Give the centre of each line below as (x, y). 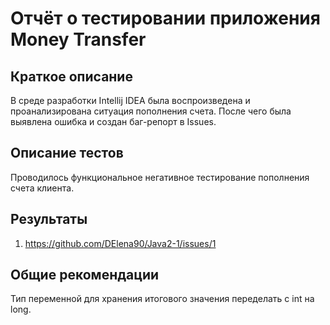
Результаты (49, 219)
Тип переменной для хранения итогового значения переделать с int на (162, 299)
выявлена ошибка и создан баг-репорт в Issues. (113, 121)
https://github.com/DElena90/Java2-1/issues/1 (120, 243)
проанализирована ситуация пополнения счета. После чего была (151, 111)
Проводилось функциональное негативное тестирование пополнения (160, 177)
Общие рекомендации (85, 275)
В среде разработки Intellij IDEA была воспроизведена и (130, 100)
